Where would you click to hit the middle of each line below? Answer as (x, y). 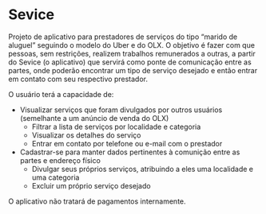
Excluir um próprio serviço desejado (91, 185)
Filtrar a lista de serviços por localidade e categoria (116, 126)
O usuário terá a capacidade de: (61, 94)
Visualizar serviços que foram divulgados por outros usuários (121, 110)
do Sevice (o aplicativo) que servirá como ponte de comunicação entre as (130, 62)
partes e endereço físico (60, 160)
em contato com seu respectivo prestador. (78, 79)
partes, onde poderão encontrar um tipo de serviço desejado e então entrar (133, 70)
